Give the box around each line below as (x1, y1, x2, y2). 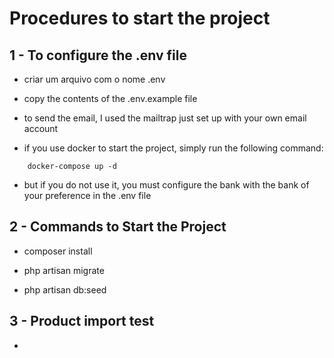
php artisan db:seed (23, 283, 107, 296)
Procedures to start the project (9, 7, 271, 30)
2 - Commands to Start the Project (9, 218, 227, 236)
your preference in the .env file (23, 190, 152, 201)
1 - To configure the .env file (9, 47, 187, 64)
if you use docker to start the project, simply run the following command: (23, 142, 324, 154)
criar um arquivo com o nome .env (23, 73, 166, 85)
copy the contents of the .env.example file (23, 93, 198, 104)
